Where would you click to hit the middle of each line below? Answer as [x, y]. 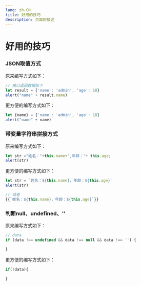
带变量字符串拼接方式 [32, 134]
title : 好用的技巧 [23, 15]
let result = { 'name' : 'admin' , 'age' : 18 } [53, 90]
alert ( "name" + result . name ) [36, 95]
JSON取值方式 [23, 63]
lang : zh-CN [18, 10]
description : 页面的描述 [30, 19]
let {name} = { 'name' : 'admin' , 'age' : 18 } [53, 115]
